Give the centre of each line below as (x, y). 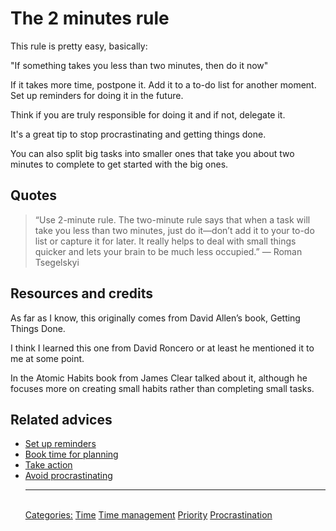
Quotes (34, 195)
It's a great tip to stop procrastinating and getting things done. (138, 134)
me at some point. (47, 358)
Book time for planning (71, 454)
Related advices (61, 419)
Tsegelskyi (57, 262)
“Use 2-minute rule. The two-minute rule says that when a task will (172, 219)
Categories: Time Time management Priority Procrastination (148, 515)
